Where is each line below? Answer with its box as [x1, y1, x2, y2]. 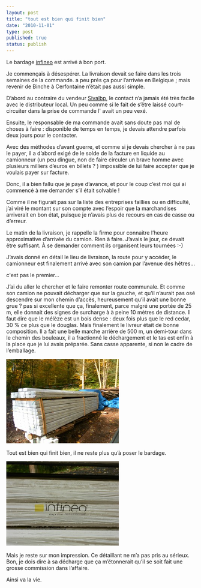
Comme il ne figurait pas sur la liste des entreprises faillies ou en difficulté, [6, 199, 191, 205]
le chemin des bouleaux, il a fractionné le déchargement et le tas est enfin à [6, 334, 194, 341]
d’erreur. [6, 218, 27, 224]
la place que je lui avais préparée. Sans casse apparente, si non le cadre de [6, 341, 193, 347]
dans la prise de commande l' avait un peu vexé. [28, 107, 148, 114]
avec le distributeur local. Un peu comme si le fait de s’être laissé [6, 101, 167, 108]
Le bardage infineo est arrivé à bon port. [6, 59, 106, 65]
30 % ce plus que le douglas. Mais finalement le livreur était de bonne [6, 322, 179, 328]
